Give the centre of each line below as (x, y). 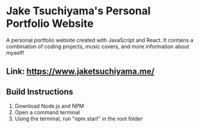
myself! (15, 52)
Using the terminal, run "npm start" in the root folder (79, 119)
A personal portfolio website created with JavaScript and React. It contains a (100, 40)
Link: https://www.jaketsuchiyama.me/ (80, 72)
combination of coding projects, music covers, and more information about (98, 46)
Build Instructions (40, 91)
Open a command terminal (47, 113)
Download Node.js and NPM (49, 106)
